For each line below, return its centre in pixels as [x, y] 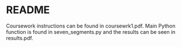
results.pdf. [20, 38]
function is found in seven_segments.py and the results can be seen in [91, 32]
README [28, 10]
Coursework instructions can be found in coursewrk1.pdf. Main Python [91, 26]
